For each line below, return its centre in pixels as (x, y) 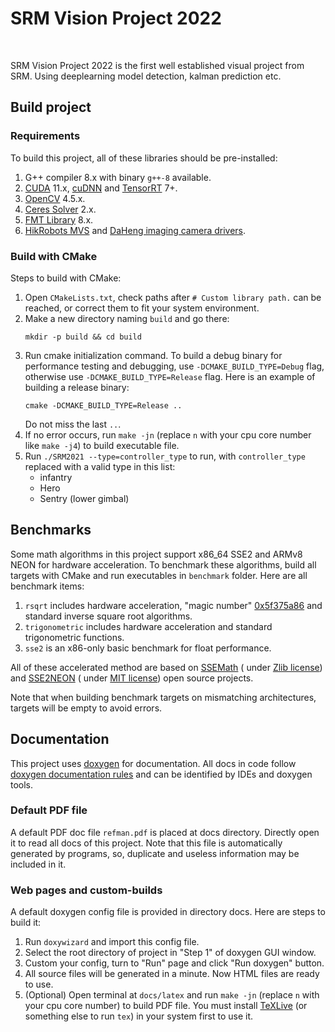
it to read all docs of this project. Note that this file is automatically (146, 843)
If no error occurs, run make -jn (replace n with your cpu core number (168, 434)
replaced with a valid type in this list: (100, 466)
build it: (26, 923)
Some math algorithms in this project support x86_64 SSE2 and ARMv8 (156, 554)
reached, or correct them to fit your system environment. (142, 308)
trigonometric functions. (74, 637)
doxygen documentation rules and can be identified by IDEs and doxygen (161, 774)
